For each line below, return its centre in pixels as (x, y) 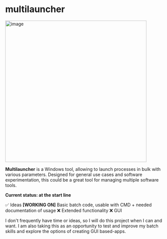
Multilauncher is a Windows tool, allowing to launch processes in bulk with (83, 169)
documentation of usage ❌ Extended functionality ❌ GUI (64, 210)
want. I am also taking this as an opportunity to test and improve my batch (82, 226)
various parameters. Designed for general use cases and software (74, 174)
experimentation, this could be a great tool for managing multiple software (82, 180)
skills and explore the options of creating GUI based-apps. (66, 231)
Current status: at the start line (38, 195)
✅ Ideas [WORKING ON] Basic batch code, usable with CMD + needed (78, 205)
